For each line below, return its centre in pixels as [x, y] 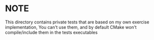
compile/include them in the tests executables [51, 32]
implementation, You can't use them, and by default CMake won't [71, 27]
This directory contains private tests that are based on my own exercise [77, 22]
